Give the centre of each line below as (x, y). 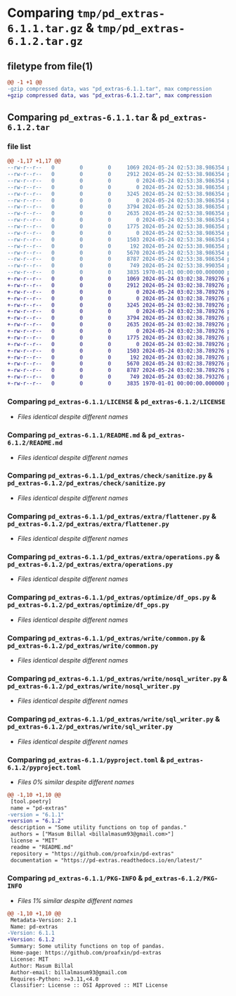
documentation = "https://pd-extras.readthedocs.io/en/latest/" (106, 860)
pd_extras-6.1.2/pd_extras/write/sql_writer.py (90, 727)
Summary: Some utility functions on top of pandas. (87, 946)
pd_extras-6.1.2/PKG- (181, 879)
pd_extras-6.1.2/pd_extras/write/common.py (83, 646)
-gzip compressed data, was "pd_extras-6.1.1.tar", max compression (110, 89)
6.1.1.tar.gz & (51, 28)
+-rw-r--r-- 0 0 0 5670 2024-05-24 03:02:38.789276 (116, 364)
